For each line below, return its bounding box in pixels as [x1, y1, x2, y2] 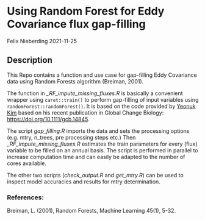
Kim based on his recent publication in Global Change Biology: [7, 108, 164, 116]
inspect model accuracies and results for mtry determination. [7, 178, 160, 185]
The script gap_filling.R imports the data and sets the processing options [7, 127, 190, 135]
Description [7, 55, 52, 65]
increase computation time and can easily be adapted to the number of [7, 153, 185, 160]
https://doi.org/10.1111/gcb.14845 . [7, 115, 90, 122]
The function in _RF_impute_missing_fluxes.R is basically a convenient [7, 90, 183, 97]
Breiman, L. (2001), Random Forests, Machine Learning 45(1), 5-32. [7, 207, 176, 215]
